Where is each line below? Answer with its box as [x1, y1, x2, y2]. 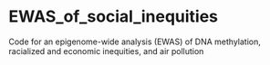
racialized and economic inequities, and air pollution [8, 45, 204, 56]
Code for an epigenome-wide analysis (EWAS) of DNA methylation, [8, 36, 261, 47]
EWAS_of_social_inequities [8, 6, 219, 27]
